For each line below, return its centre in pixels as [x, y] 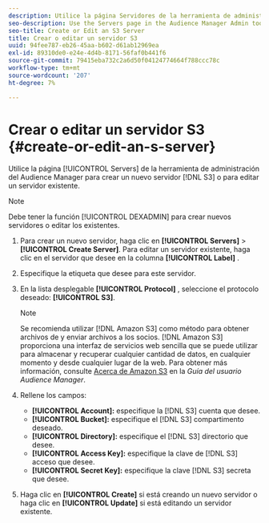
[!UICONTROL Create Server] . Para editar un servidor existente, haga [135, 249]
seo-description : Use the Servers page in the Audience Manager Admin [128, 23]
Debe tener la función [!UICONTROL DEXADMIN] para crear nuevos [120, 217]
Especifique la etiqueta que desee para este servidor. [108, 274]
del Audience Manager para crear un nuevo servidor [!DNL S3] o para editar [134, 177]
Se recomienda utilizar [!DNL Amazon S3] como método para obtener [134, 329]
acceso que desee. [63, 462]
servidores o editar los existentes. [64, 225]
